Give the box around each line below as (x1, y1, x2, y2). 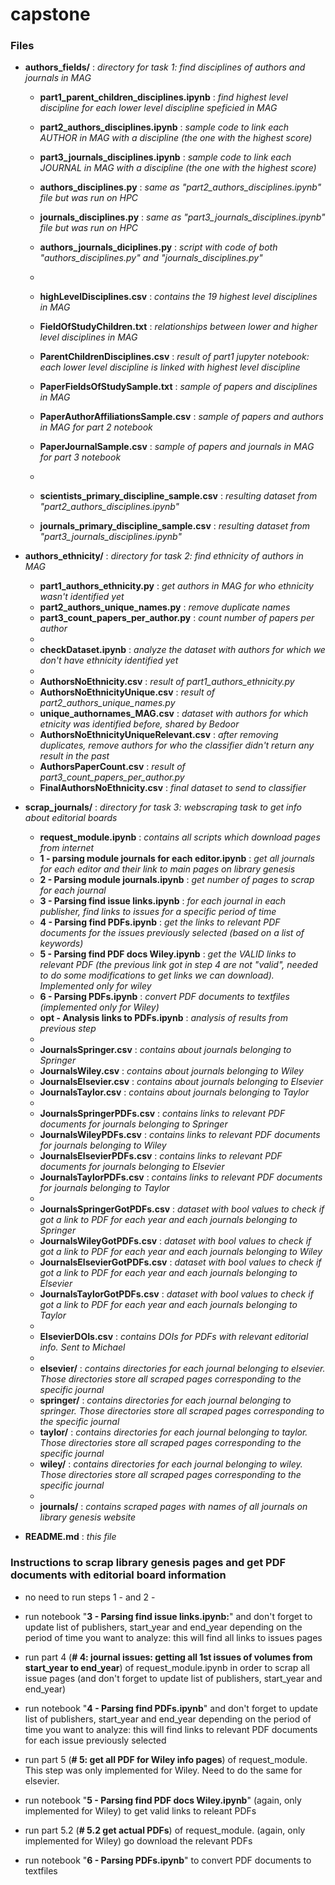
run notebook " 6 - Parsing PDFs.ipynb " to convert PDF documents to (24, 1854, 312, 1866)
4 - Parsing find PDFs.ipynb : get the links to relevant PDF (39, 916, 281, 928)
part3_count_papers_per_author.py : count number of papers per (39, 612, 315, 624)
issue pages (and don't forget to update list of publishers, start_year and (24, 1672, 323, 1684)
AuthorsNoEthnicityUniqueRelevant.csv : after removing (39, 729, 279, 741)
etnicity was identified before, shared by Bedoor (39, 718, 240, 730)
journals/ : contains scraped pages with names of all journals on (39, 1501, 308, 1513)
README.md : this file (24, 1531, 117, 1543)
